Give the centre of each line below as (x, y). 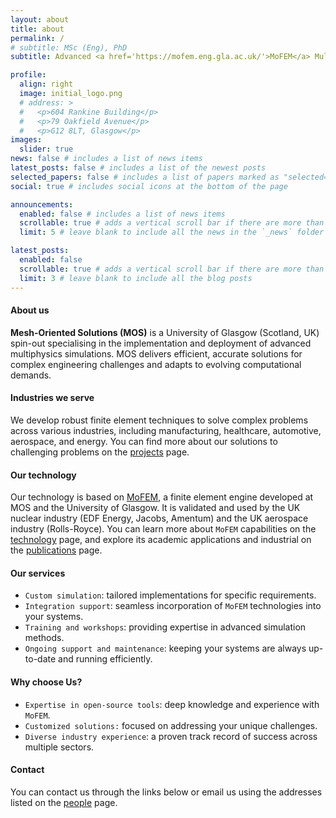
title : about (37, 29)
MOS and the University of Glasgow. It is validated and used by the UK (155, 508)
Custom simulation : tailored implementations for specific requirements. (170, 595)
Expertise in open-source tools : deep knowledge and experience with (172, 704)
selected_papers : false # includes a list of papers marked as (145, 177)
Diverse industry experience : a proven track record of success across (171, 736)
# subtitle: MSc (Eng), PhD (69, 47)
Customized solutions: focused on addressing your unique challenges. (171, 725)
